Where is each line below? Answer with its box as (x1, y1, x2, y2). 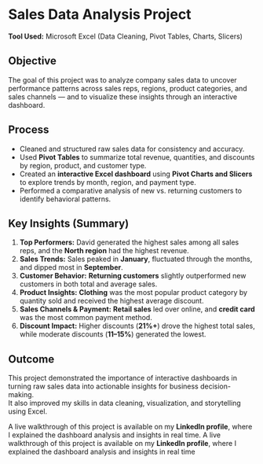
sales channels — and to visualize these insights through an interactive (8, 92, 238, 101)
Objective (8, 54, 57, 68)
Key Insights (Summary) (8, 216, 130, 230)
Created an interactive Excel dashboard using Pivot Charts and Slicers (19, 169, 253, 179)
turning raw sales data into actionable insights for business (8, 381, 199, 391)
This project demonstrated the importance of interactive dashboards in (8, 374, 238, 383)
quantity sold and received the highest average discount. (19, 296, 204, 306)
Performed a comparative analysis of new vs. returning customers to (19, 186, 242, 195)
